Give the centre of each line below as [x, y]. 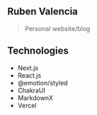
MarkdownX [35, 97]
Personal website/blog [57, 28]
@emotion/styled [43, 83]
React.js [29, 75]
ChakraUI [32, 90]
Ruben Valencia [42, 12]
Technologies [38, 51]
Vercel [27, 105]
